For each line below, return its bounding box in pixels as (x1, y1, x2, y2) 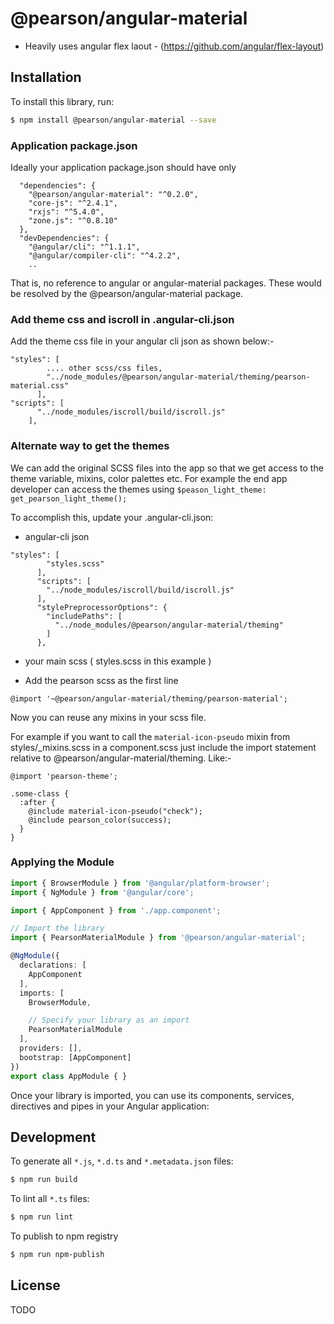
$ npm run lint (10, 1212, 74, 1222)
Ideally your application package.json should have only (10, 161, 237, 173)
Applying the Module (10, 855, 115, 869)
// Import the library (10, 923, 105, 934)
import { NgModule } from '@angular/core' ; (10, 887, 195, 897)
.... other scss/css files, (46, 363, 163, 374)
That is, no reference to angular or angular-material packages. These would (10, 277, 322, 289)
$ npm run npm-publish (10, 1250, 105, 1260)
